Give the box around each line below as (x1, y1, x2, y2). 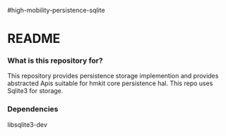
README (7, 31, 61, 47)
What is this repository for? (7, 56, 104, 66)
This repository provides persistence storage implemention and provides (7, 72, 219, 80)
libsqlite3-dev (7, 120, 48, 129)
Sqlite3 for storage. (7, 87, 64, 95)
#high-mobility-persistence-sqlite (7, 6, 105, 14)
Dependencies (7, 104, 59, 114)
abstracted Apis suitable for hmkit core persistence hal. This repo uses (7, 79, 213, 87)
